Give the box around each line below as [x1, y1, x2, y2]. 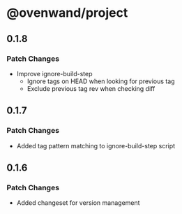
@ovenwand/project [6, 5, 128, 21]
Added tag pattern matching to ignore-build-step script [16, 141, 176, 150]
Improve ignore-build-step [16, 69, 93, 78]
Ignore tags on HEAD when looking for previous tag [26, 77, 175, 85]
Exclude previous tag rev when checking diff [26, 84, 156, 92]
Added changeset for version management [16, 199, 140, 207]
